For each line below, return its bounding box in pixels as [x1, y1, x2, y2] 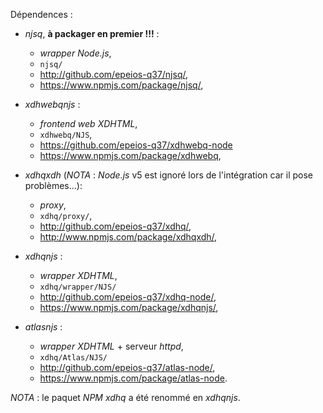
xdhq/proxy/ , [39, 210, 93, 221]
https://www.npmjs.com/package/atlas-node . [39, 372, 228, 384]
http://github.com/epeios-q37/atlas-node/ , [39, 362, 216, 373]
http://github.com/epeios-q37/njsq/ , [39, 69, 189, 80]
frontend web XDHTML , [39, 118, 138, 129]
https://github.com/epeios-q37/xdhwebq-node [39, 139, 233, 151]
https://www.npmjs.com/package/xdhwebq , [39, 150, 222, 161]
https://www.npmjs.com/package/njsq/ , [39, 79, 204, 91]
